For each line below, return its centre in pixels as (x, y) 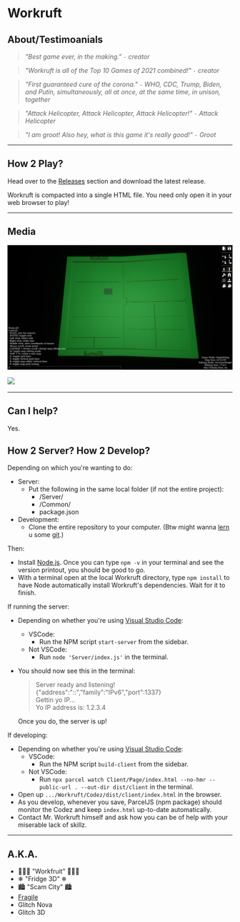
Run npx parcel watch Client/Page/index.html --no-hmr (122, 779)
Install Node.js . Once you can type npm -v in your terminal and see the (121, 563)
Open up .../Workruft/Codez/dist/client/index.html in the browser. (120, 795)
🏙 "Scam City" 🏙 (45, 887)
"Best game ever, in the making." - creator (87, 56)
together (37, 99)
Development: (38, 520)
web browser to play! (39, 202)
